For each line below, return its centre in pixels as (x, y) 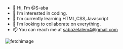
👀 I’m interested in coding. (40, 13)
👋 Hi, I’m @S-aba (30, 8)
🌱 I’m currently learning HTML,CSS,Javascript (60, 18)
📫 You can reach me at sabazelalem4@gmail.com (65, 30)
